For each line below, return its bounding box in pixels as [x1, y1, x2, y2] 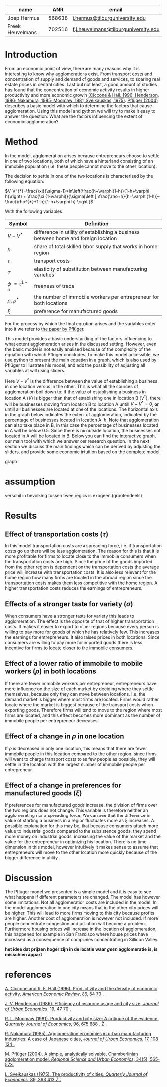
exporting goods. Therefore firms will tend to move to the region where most [5, 707, 162, 713]
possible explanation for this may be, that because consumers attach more [5, 823, 158, 829]
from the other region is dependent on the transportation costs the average [5, 564, 159, 570]
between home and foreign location [34, 235, 117, 242]
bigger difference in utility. [5, 855, 59, 861]
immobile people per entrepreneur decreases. [5, 717, 99, 723]
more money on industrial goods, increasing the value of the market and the [5, 833, 161, 840]
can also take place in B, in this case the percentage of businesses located [5, 422, 158, 428]
